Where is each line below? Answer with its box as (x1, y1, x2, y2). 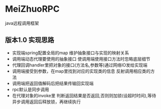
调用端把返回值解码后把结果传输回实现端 (12, 80, 94, 86)
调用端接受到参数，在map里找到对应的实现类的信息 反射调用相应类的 (12, 68, 151, 74)
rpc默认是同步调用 (12, 87, 49, 92)
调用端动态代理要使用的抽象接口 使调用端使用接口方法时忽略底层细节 (12, 56, 150, 62)
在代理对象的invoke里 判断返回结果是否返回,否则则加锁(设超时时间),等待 (12, 92, 156, 98)
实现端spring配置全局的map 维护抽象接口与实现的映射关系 (12, 50, 129, 56)
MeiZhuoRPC (5, 3, 60, 15)
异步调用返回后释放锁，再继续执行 (12, 99, 81, 105)
